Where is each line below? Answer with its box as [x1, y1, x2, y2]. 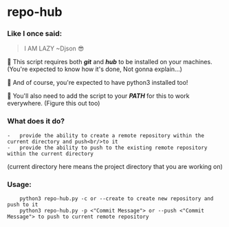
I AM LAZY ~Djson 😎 [23, 44, 85, 52]
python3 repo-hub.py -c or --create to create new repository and [19, 195, 214, 202]
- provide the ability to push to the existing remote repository [7, 144, 208, 151]
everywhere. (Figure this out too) [7, 99, 100, 108]
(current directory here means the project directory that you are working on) [7, 162, 223, 170]
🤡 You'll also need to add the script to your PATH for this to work [7, 92, 190, 100]
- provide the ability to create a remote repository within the [7, 132, 205, 139]
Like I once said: [7, 29, 63, 39]
